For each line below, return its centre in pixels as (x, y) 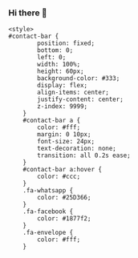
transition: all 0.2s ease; (84, 155)
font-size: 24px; (66, 142)
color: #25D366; (64, 198)
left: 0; (52, 58)
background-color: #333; (79, 79)
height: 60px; (61, 71)
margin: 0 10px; (64, 135)
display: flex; (63, 86)
